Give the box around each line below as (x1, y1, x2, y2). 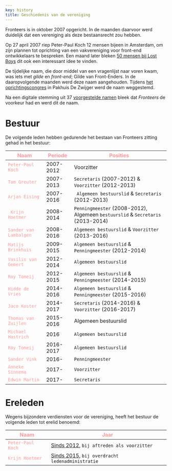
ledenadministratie (51, 459, 99, 464)
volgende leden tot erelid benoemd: (5, 419, 81, 425)
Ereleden (5, 397, 45, 409)
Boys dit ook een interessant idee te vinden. (5, 58, 98, 64)
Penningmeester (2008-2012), (74, 205, 147, 212)
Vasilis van (8, 256, 37, 263)
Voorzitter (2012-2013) (74, 182, 136, 189)
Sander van (8, 227, 34, 233)
